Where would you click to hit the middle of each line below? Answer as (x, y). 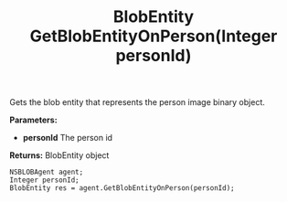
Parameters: (33, 120)
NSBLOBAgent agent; (47, 172)
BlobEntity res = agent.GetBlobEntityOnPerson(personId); (122, 188)
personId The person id (67, 138)
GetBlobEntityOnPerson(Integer (154, 36)
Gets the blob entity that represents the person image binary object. (137, 102)
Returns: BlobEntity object (59, 155)
